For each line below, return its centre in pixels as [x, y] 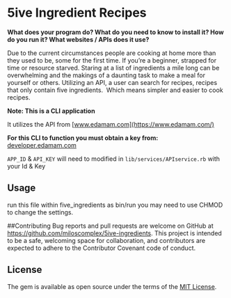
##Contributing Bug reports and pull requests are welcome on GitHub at [110, 226]
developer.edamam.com [42, 145]
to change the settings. [40, 212]
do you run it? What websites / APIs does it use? [78, 39]
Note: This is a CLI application [51, 111]
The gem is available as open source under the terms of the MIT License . [112, 286]
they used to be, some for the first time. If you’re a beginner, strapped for [112, 60]
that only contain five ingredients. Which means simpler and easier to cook [115, 90]
